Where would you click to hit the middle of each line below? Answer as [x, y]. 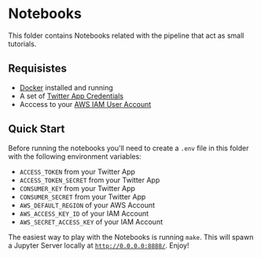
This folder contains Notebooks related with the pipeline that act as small [126, 35]
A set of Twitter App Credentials [72, 96]
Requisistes [38, 69]
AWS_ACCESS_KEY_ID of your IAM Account [84, 213]
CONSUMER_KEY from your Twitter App [77, 188]
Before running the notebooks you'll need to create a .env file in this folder [129, 148]
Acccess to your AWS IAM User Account [85, 104]
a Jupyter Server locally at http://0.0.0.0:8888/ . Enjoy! [99, 245]
